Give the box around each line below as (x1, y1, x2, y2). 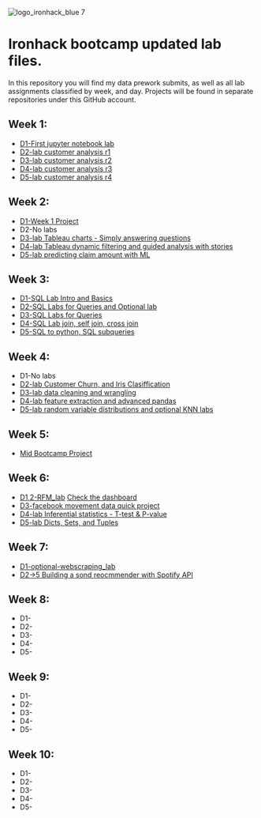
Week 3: (8, 273, 50, 286)
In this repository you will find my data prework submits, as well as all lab (8, 77, 245, 87)
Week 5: (8, 428, 50, 441)
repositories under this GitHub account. (8, 95, 136, 104)
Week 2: (8, 195, 50, 209)
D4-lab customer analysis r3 (19, 164, 113, 173)
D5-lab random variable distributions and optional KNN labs (19, 405, 214, 414)
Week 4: (8, 350, 50, 364)
